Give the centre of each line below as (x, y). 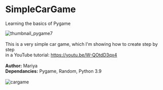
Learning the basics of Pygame (38, 23)
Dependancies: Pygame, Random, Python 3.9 (53, 71)
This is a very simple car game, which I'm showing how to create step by (81, 44)
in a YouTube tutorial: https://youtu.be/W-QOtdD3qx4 (61, 55)
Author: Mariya (21, 66)
